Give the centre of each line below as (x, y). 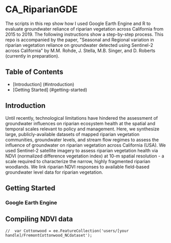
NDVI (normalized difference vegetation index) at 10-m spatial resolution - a (85, 156)
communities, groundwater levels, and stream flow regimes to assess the (82, 140)
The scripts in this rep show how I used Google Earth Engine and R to (78, 23)
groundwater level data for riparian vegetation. (54, 172)
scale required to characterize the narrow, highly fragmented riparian (78, 161)
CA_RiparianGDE (42, 9)
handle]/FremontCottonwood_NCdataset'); (49, 235)
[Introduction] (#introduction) (43, 84)
